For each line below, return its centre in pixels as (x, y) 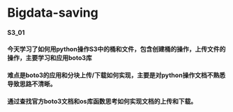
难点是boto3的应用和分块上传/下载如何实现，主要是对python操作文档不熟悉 (116, 75)
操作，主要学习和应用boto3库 (50, 58)
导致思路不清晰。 (32, 83)
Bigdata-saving (53, 13)
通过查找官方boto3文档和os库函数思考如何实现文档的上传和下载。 (102, 101)
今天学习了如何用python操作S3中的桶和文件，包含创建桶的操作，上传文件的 (116, 49)
